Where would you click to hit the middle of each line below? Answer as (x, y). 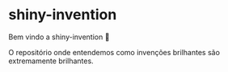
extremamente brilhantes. (51, 61)
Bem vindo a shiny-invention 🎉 (59, 37)
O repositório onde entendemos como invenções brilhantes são (114, 52)
